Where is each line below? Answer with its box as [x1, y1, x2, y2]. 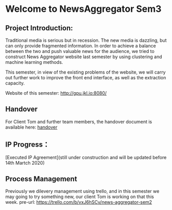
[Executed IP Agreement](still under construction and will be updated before [5, 154, 167, 160]
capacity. [5, 80, 25, 86]
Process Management [5, 174, 78, 183]
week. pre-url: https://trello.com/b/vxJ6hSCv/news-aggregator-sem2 [5, 199, 152, 205]
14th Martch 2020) [5, 160, 45, 166]
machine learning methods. [5, 59, 63, 65]
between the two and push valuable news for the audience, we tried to [5, 48, 155, 54]
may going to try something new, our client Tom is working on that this [5, 194, 154, 200]
